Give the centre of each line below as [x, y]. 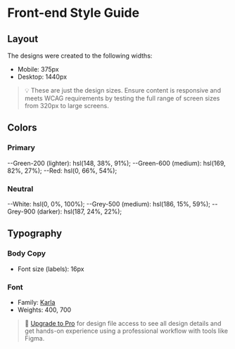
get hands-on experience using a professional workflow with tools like [126, 331]
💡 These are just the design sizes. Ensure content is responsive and [123, 90]
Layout [23, 39]
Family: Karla [36, 302]
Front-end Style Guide [73, 13]
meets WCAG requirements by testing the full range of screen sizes [122, 98]
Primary [21, 147]
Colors [22, 128]
